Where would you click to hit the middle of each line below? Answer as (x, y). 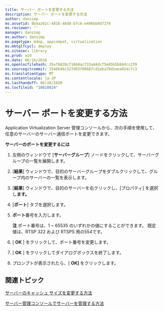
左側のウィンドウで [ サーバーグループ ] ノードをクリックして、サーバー (83, 155)
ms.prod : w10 (18, 55)
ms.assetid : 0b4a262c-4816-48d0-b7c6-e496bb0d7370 (58, 23)
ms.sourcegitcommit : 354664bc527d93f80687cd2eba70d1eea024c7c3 (71, 69)
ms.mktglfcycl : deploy (28, 46)
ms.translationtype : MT (29, 74)
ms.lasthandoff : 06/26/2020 (34, 83)
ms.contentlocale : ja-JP (30, 78)
